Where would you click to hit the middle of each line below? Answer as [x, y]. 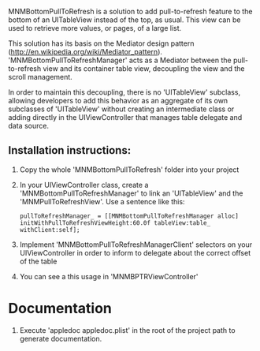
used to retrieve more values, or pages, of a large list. [95, 28]
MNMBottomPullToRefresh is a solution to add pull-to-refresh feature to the [130, 11]
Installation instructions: [70, 150]
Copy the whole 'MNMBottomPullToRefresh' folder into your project [129, 170]
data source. [29, 126]
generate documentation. [61, 338]
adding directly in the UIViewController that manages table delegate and [125, 117]
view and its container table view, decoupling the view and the [144, 69]
